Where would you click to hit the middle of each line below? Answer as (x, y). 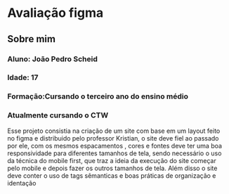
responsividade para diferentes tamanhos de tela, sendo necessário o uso (115, 153)
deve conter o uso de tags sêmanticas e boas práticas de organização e (112, 175)
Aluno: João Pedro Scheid (53, 59)
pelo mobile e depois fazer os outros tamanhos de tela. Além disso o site (112, 168)
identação (22, 183)
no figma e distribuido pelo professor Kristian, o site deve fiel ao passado (113, 138)
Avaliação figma (55, 13)
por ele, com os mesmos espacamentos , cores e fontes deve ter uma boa (115, 145)
